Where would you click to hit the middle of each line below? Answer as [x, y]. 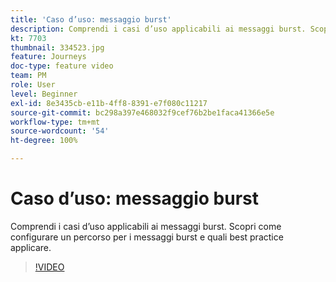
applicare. [31, 247]
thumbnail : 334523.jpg [57, 47]
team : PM [28, 76]
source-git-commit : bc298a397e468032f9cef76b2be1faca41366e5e [142, 112]
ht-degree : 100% [44, 141]
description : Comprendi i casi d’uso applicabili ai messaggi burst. [158, 29]
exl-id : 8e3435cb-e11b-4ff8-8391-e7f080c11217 [109, 103]
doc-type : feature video [62, 66]
